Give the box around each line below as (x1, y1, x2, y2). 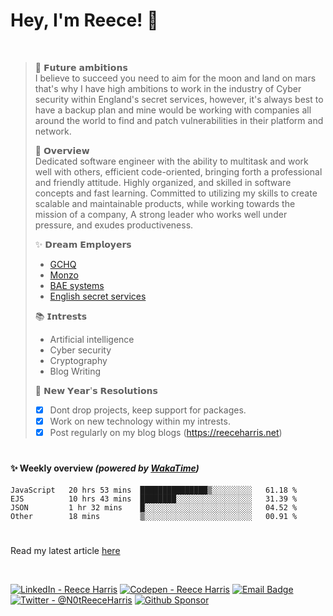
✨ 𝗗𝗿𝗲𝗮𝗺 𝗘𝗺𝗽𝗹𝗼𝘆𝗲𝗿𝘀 (34, 238, 132, 250)
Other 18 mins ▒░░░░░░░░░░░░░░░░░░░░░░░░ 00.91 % (10, 511, 298, 521)
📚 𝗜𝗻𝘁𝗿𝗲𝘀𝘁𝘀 (34, 310, 88, 322)
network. (34, 125, 72, 137)
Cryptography (49, 354, 108, 366)
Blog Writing (49, 365, 102, 377)
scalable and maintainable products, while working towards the (34, 197, 296, 209)
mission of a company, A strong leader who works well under (34, 208, 288, 220)
